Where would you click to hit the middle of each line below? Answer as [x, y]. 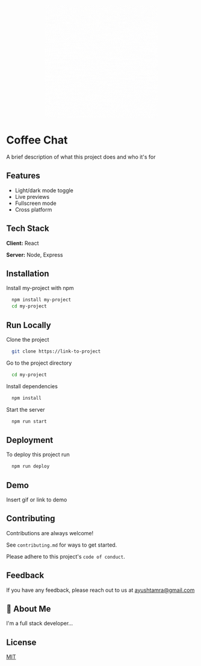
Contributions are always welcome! [50, 533]
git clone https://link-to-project [56, 351]
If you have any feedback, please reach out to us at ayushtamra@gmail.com [100, 590]
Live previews [32, 196]
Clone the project [28, 339]
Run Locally [29, 325]
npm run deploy [31, 467]
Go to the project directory [39, 363]
